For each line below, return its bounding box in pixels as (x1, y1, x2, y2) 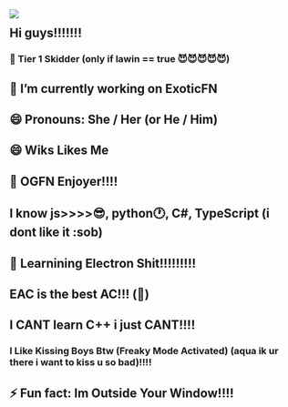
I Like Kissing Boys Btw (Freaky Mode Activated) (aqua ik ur (9, 345, 279, 358)
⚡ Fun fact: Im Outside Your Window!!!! (9, 385, 234, 401)
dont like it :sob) (9, 225, 103, 240)
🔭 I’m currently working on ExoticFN (9, 81, 218, 97)
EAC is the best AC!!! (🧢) (9, 287, 150, 302)
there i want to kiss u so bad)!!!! (9, 356, 152, 369)
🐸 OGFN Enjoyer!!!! (9, 173, 118, 189)
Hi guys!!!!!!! (9, 25, 82, 41)
